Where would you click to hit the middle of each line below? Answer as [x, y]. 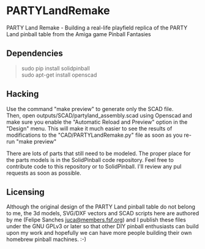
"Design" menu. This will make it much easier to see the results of [89, 128]
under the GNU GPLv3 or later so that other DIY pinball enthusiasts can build [102, 226]
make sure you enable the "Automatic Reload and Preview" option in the [97, 122]
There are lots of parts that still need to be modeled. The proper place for [99, 153]
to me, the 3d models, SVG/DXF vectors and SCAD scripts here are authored [103, 213]
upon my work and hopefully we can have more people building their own [99, 233]
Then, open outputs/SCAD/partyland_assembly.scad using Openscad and [99, 115]
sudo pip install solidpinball [55, 68]
